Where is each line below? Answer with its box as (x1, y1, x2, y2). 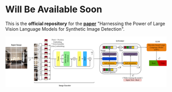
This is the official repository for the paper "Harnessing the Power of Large (5, 20, 165, 27)
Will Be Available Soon (5, 4, 102, 15)
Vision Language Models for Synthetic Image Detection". (5, 26, 125, 32)
